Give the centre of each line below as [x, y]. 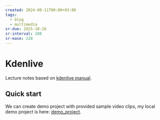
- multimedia [24, 24]
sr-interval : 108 [24, 34]
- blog [17, 19]
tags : [11, 15]
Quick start [23, 94]
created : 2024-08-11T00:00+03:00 [41, 10]
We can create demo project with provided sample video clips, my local [80, 106]
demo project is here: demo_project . [43, 112]
